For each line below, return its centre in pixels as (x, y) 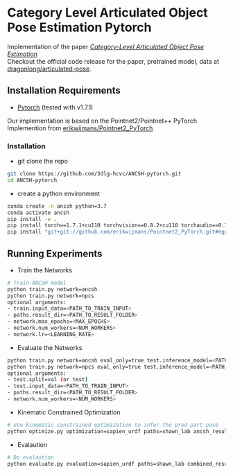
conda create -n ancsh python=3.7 (57, 206)
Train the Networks (45, 270)
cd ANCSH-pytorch (32, 180)
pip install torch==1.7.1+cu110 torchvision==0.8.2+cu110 (93, 226)
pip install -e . (32, 219)
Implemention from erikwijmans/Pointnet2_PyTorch (80, 128)
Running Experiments (55, 253)
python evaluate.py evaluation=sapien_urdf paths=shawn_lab (96, 464)
